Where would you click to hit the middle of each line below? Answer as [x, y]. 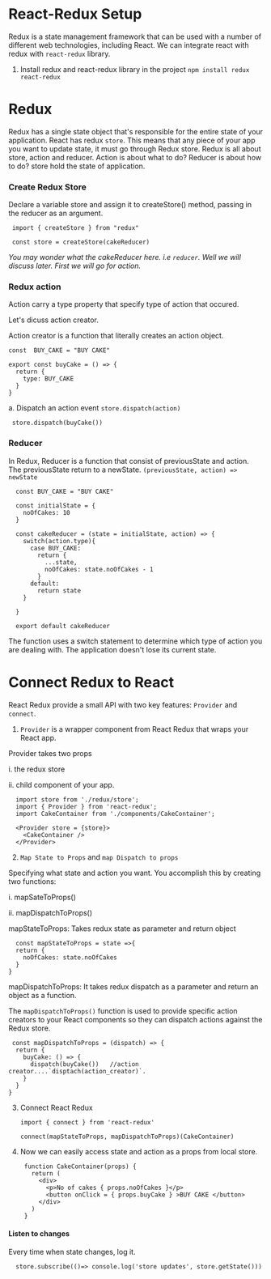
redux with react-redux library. [59, 53]
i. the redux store [37, 769]
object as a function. [42, 995]
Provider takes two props [50, 753]
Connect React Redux [56, 1107]
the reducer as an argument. [56, 213]
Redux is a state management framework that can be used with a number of [135, 36]
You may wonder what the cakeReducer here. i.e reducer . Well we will [125, 257]
